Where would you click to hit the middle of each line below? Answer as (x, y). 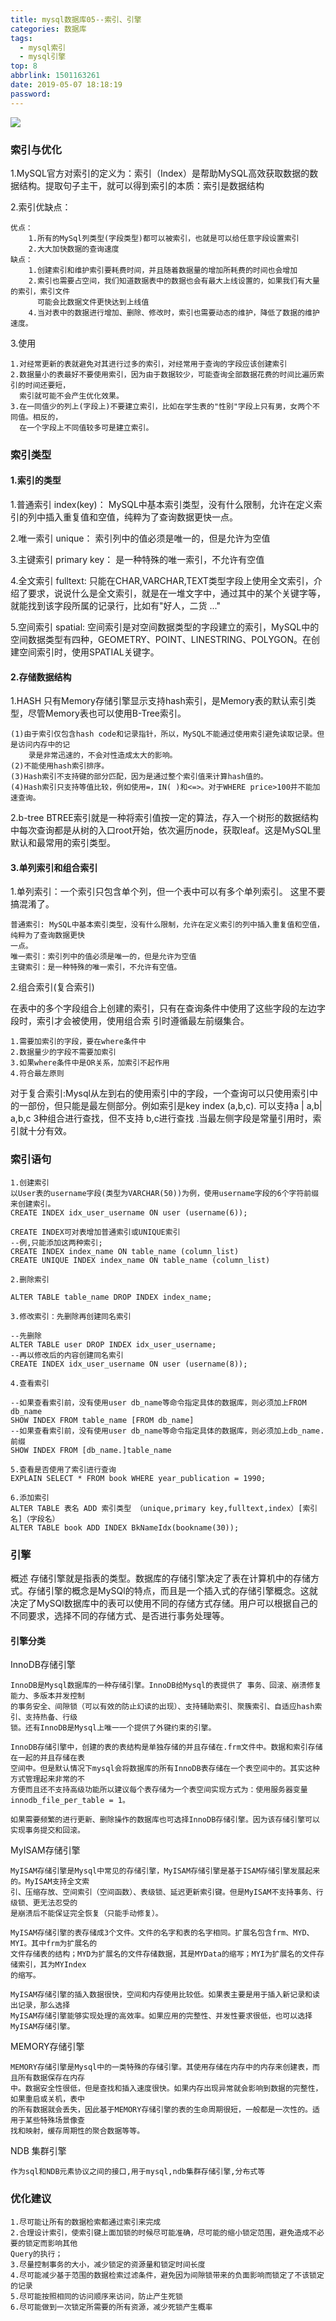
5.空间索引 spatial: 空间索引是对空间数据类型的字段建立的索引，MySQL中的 (165, 627)
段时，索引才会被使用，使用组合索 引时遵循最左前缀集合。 (130, 1021)
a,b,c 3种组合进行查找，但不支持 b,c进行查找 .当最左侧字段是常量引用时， (161, 1118)
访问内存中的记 (44, 745)
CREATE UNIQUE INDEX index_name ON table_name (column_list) (140, 1260)
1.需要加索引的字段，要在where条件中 (78, 1042)
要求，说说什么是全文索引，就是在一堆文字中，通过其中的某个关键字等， (176, 593)
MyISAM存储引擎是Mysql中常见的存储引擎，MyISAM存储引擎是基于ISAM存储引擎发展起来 (165, 1871)
